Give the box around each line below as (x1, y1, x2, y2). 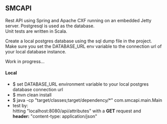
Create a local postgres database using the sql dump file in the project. (5, 38, 152, 44)
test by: (12, 103, 29, 109)
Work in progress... (5, 58, 45, 65)
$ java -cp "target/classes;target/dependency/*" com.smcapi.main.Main (12, 97, 162, 103)
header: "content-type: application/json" (12, 113, 98, 119)
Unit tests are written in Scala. (5, 28, 67, 34)
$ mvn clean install (12, 92, 52, 98)
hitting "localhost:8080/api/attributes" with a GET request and (12, 108, 141, 114)
